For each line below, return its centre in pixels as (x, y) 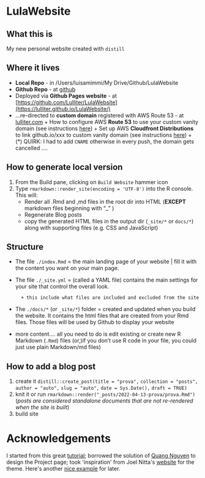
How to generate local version (65, 167)
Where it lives (33, 68)
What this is (30, 34)
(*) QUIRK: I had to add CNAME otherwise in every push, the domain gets (105, 141)
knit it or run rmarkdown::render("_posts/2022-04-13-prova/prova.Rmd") (105, 395)
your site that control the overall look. (62, 287)
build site (27, 414)
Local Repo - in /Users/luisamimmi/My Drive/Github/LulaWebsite (97, 83)
